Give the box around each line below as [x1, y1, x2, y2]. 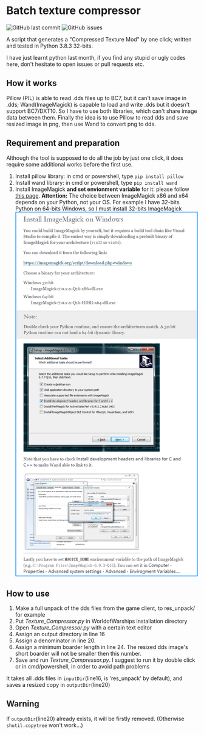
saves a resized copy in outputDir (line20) [6, 681, 110, 689]
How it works [6, 78, 57, 88]
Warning [6, 699, 39, 709]
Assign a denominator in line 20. [15, 637, 96, 644]
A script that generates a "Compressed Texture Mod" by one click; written [6, 35, 192, 43]
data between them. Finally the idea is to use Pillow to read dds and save [6, 113, 189, 121]
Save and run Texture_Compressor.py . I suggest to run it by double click [15, 656, 195, 664]
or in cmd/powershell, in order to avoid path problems [15, 663, 150, 670]
